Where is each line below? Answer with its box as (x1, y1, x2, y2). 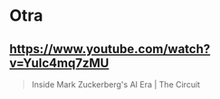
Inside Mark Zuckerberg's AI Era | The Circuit (31, 79, 201, 90)
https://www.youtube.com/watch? (9, 41, 211, 57)
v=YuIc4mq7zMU (9, 55, 110, 70)
